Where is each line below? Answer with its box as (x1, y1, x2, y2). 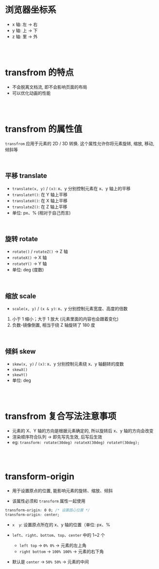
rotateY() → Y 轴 (12, 261, 47, 267)
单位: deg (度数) (12, 267, 44, 273)
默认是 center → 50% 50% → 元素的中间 (12, 559, 89, 565)
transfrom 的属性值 (5, 124, 83, 135)
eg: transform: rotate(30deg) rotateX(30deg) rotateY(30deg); (12, 440, 140, 445)
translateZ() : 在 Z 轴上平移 (12, 204, 68, 210)
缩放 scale (5, 292, 36, 300)
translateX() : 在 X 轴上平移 (12, 197, 68, 203)
